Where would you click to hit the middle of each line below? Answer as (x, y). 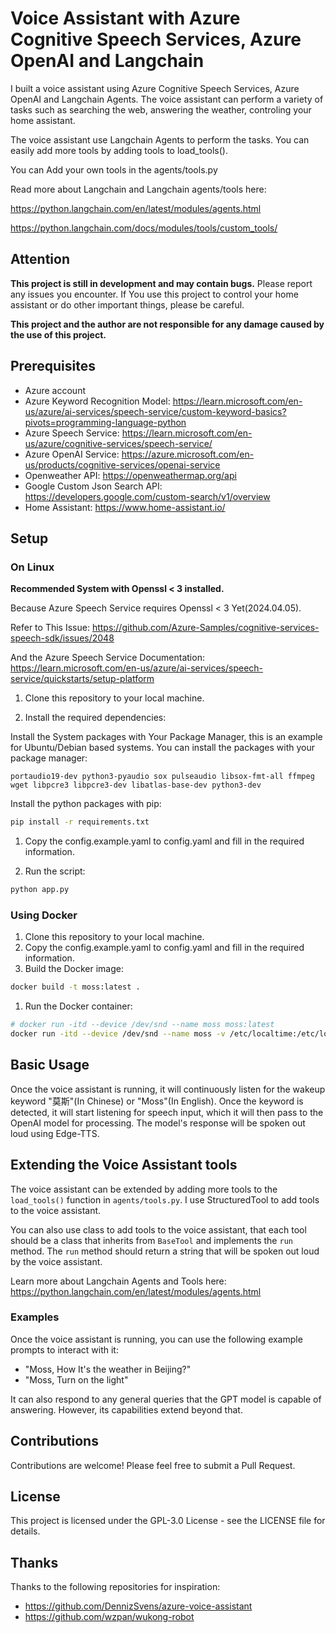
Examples (35, 1317)
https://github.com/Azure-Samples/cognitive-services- (205, 628)
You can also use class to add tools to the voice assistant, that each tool (158, 1229)
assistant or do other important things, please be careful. (127, 304)
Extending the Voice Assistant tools (124, 1165)
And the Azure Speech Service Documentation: (107, 658)
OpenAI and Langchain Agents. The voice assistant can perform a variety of (167, 99)
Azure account (55, 390)
